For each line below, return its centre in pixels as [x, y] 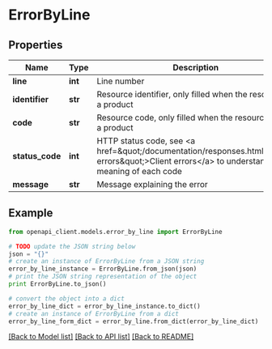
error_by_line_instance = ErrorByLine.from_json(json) [103, 269]
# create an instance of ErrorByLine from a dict [94, 313]
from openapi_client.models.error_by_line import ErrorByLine [115, 232]
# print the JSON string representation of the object [103, 277]
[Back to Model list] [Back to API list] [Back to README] [101, 337]
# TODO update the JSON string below [72, 246]
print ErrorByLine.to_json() [57, 284]
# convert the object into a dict [67, 298]
